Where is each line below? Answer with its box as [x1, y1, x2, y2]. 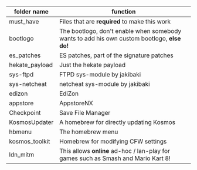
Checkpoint [9, 109, 41, 116]
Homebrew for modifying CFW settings [59, 138, 167, 145]
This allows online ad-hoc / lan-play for [59, 147, 170, 155]
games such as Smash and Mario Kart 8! [59, 154, 171, 162]
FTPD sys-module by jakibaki [59, 71, 141, 78]
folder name [13, 8, 49, 15]
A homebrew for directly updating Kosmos [59, 118, 176, 126]
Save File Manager [59, 109, 111, 116]
